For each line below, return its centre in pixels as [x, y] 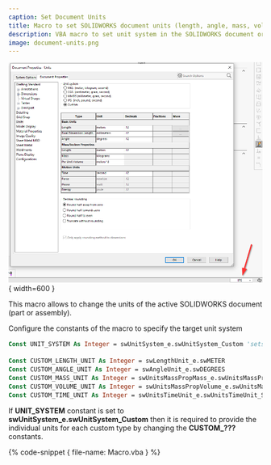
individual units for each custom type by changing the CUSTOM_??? [122, 428]
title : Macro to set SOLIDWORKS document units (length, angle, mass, [129, 25]
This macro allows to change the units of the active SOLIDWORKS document [135, 304]
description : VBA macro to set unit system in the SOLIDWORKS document [131, 34]
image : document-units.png [54, 43]
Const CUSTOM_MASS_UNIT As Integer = [72, 378]
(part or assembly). [40, 312]
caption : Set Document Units [57, 17]
